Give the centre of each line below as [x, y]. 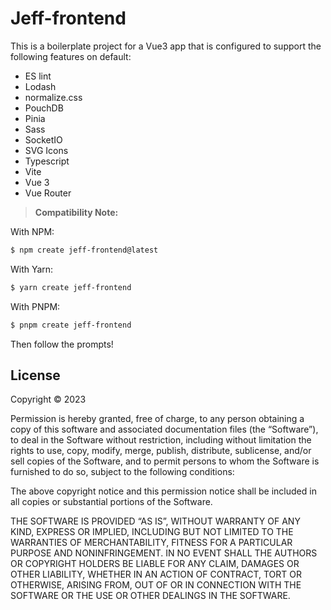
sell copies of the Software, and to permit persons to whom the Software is [165, 461]
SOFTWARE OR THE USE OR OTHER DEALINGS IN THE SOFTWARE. [150, 596]
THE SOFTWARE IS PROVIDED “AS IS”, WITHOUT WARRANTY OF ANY [155, 521]
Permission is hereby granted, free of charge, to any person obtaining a [157, 419]
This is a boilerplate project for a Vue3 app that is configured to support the [166, 46]
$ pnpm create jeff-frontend [71, 325]
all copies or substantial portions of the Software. [111, 502]
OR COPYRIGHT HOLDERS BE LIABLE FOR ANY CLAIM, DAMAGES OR [155, 564]
